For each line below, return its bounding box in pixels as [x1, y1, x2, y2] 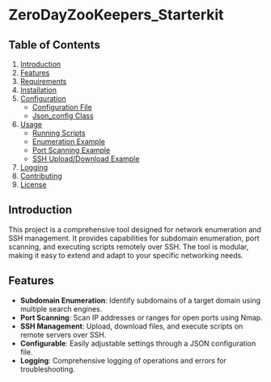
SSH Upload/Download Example [32, 154, 140, 163]
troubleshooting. [19, 364, 75, 374]
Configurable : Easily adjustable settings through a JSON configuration [19, 338, 256, 348]
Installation [19, 85, 57, 95]
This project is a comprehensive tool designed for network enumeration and [8, 224, 261, 234]
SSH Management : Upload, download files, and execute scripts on [19, 321, 243, 331]
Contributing [19, 172, 62, 180]
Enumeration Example [32, 137, 105, 146]
